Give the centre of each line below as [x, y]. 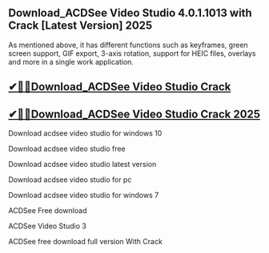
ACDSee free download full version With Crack [85, 242]
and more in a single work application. [71, 61]
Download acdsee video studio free [67, 149]
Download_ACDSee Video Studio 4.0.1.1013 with [130, 13]
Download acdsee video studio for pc [70, 180]
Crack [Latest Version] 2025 [80, 26]
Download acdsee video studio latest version [82, 164]
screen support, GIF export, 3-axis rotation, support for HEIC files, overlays [132, 53]
